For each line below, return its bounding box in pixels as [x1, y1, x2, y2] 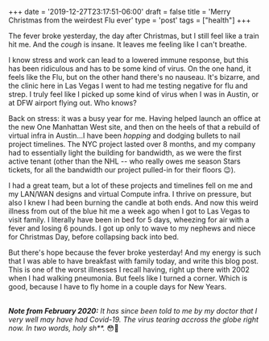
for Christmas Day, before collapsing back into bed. [8, 232, 180, 241]
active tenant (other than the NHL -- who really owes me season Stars [8, 156, 241, 166]
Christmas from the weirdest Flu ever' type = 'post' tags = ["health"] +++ [8, 15, 251, 25]
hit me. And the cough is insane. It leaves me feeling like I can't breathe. [8, 40, 247, 49]
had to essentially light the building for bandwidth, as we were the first [8, 148, 242, 157]
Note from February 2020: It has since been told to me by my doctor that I [8, 306, 258, 315]
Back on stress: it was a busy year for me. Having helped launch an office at [8, 114, 261, 123]
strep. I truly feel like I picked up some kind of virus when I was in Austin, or [8, 89, 259, 99]
